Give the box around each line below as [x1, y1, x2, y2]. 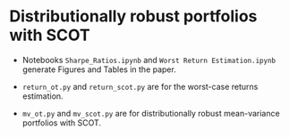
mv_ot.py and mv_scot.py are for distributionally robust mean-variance [21, 108, 280, 118]
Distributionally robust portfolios [9, 6, 258, 27]
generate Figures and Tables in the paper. [21, 64, 176, 75]
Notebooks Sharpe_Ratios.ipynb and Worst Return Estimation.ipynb [21, 54, 276, 65]
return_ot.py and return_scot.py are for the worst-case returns [21, 81, 259, 92]
